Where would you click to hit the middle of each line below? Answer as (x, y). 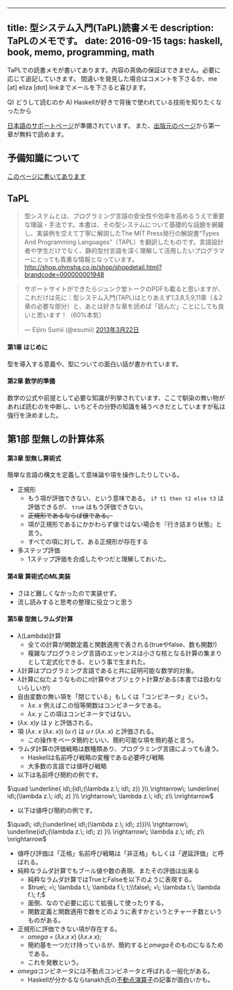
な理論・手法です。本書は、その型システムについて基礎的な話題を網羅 (124, 225)
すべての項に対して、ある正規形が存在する (88, 542)
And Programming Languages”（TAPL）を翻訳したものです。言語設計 (124, 242)
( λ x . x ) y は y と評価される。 (57, 723)
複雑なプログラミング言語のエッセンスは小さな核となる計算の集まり (124, 653)
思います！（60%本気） (71, 315)
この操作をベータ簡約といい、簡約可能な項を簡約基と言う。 (112, 740)
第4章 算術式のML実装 (39, 577)
